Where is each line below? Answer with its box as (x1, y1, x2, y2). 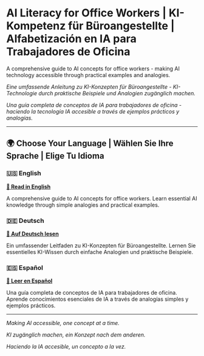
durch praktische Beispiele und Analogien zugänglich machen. (38, 89, 196, 97)
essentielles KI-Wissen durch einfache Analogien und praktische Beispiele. (6, 248, 194, 255)
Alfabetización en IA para (6, 32, 137, 46)
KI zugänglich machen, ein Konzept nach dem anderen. (6, 331, 146, 338)
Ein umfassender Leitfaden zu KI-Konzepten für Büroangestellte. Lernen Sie (6, 242, 196, 249)
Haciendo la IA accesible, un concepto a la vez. (6, 343, 126, 351)
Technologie (6, 89, 38, 97)
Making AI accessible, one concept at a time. (6, 320, 120, 327)
